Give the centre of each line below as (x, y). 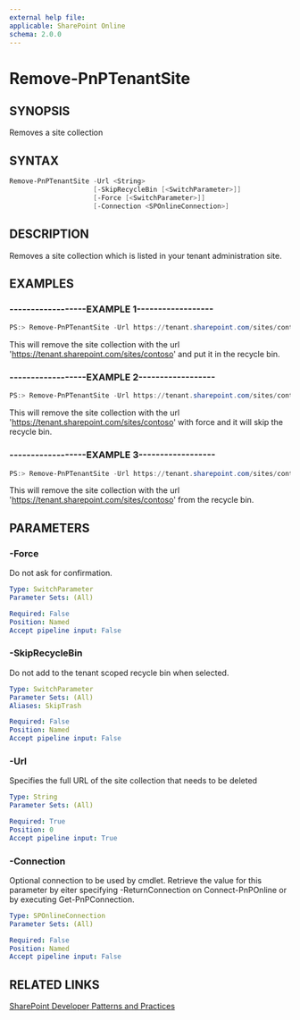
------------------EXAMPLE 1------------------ (112, 309)
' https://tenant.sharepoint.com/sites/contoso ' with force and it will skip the (146, 422)
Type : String (33, 797)
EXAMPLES (42, 284)
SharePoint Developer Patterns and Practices (92, 1007)
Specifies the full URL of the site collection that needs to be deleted (133, 781)
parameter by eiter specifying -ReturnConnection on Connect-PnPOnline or (148, 890)
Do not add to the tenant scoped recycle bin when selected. (119, 673)
